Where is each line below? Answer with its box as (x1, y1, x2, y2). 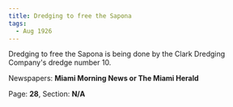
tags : (8, 19, 27, 28)
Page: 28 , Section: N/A (8, 89, 86, 99)
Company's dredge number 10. (8, 58, 112, 67)
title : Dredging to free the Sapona (8, 11, 132, 20)
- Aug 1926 (15, 27, 53, 35)
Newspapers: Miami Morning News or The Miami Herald (8, 74, 200, 83)
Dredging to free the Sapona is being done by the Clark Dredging (8, 49, 226, 59)
